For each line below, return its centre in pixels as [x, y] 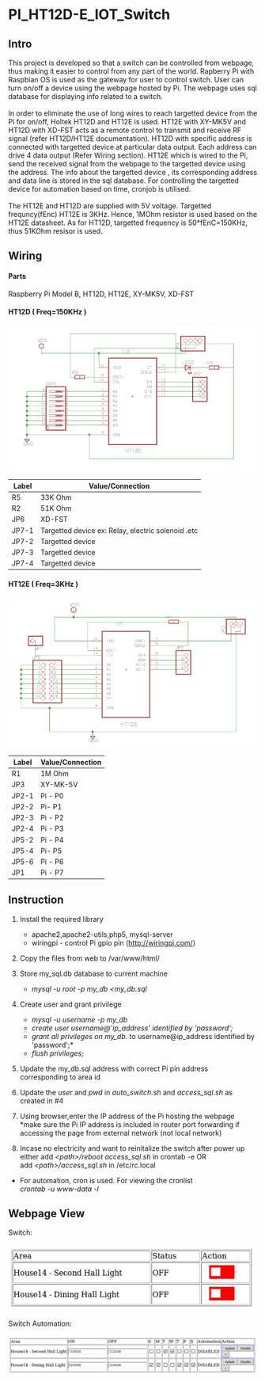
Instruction [36, 900]
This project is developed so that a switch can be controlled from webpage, [131, 63]
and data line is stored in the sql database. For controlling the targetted [124, 181]
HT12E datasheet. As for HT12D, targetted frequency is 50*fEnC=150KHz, [128, 223]
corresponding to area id [60, 1077]
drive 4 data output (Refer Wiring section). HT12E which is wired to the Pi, [128, 155]
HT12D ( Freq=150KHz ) [47, 312]
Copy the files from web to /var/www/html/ [89, 958]
